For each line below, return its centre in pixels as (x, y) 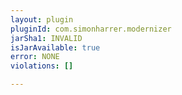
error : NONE (35, 57)
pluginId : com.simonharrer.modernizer (91, 29)
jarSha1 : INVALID (46, 38)
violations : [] (42, 66)
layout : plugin (42, 19)
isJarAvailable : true (55, 47)
